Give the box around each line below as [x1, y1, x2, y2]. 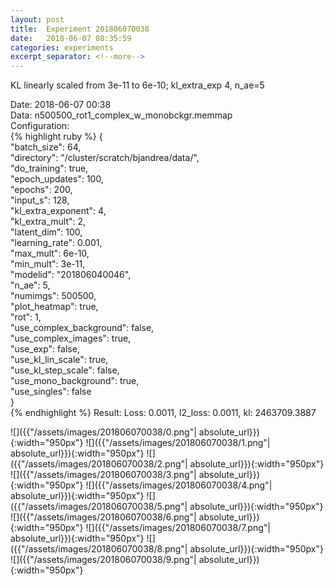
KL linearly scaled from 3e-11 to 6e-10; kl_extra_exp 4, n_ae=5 [10, 79, 265, 91]
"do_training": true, [10, 162, 89, 175]
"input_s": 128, [10, 194, 70, 206]
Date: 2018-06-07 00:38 [10, 99, 112, 111]
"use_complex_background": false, [10, 322, 155, 334]
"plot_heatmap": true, [10, 301, 99, 313]
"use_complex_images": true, [10, 332, 132, 345]
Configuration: [10, 120, 70, 132]
